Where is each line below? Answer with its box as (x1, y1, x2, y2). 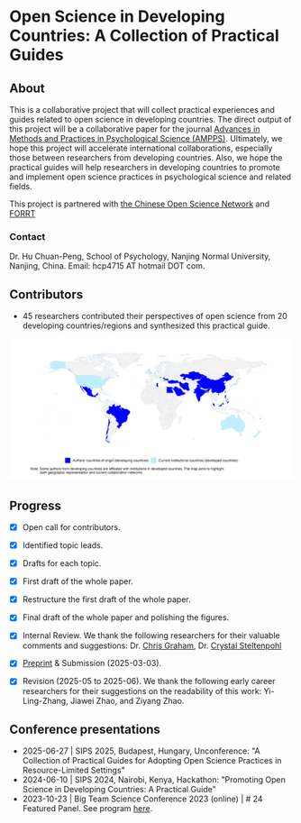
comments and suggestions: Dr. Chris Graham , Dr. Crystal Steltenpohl (22, 640, 282, 651)
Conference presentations (9, 721, 160, 736)
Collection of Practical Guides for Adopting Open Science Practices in (22, 755, 282, 766)
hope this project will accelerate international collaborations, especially (9, 142, 273, 153)
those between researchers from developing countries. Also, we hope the (9, 152, 283, 163)
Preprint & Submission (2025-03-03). (22, 658, 162, 669)
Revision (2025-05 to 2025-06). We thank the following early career (22, 676, 276, 687)
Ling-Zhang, (22, 696, 69, 707)
